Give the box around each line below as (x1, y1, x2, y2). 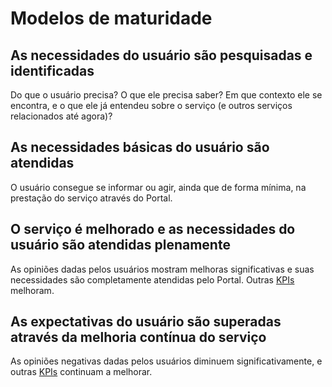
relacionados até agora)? (10, 110, 113, 122)
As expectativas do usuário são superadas (10, 313, 282, 331)
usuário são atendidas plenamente (10, 237, 231, 254)
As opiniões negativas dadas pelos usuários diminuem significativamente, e (10, 355, 323, 367)
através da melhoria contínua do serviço (10, 329, 267, 346)
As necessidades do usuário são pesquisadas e (10, 47, 313, 64)
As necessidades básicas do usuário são (10, 139, 270, 156)
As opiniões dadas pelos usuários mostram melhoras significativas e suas (10, 263, 315, 275)
